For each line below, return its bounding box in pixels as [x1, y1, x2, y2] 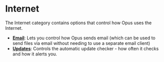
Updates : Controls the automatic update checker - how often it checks [12, 45, 159, 51]
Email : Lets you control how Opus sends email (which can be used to [12, 35, 155, 41]
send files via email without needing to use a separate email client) [12, 40, 150, 46]
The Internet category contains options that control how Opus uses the [5, 20, 152, 26]
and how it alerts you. [12, 51, 58, 57]
